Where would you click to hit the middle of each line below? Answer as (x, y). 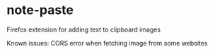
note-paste (40, 10)
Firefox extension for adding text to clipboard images (83, 29)
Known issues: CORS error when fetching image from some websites (107, 43)
